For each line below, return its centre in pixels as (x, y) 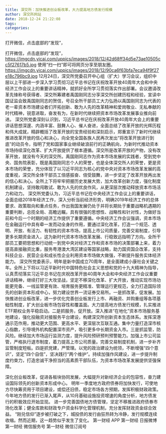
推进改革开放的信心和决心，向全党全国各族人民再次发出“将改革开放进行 (78, 138)
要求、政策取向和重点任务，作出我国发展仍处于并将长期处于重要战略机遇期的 (83, 206)
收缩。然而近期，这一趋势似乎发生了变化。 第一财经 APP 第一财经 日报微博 (81, 420)
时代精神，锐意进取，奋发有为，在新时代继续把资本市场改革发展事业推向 (79, 113)
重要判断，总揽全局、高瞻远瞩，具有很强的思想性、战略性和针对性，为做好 (81, 212)
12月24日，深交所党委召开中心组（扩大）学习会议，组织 (96, 76)
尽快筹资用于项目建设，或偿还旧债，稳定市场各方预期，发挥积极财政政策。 (85, 390)
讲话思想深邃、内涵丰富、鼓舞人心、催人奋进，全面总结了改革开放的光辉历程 (83, 126)
